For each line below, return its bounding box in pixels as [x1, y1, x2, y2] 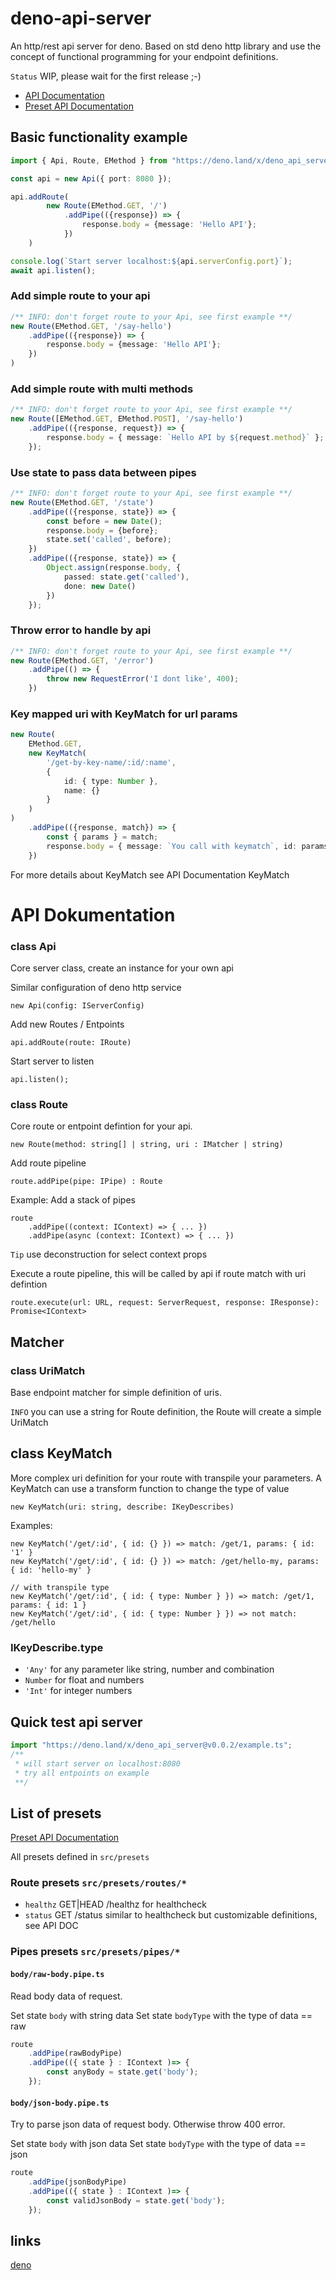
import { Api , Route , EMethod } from [10, 155, 168, 166]
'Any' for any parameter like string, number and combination [24, 1663, 275, 1676]
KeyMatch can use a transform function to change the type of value [10, 1482, 290, 1494]
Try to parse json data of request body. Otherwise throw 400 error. [10, 2118, 286, 2131]
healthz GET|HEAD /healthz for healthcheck [24, 1898, 207, 1911]
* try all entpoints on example [14, 1768, 150, 1778]
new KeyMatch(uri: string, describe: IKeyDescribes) [10, 1502, 235, 1512]
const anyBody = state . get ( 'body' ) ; [46, 2067, 199, 2077]
